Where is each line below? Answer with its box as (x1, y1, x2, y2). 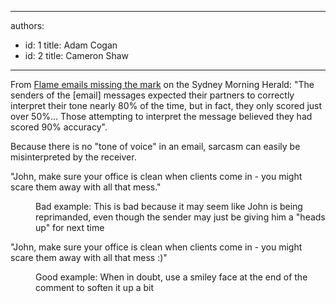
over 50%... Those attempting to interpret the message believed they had (10, 111, 313, 122)
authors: (10, 20, 45, 31)
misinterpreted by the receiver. (10, 151, 137, 163)
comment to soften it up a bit (35, 282, 154, 293)
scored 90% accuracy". (10, 121, 108, 133)
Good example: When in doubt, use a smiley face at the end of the (35, 271, 308, 283)
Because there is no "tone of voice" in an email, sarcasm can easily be (10, 141, 301, 152)
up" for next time (35, 222, 105, 233)
